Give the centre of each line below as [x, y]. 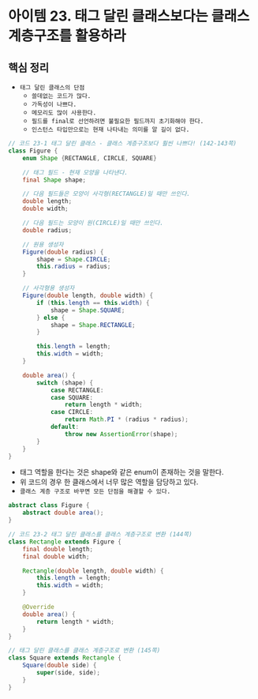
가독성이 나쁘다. [54, 104]
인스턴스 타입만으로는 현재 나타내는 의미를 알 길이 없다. [110, 130]
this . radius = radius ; [74, 267]
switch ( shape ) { [65, 383]
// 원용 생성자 [43, 244]
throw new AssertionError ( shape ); [121, 434]
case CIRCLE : [71, 412]
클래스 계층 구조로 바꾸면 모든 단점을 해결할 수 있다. [95, 492]
